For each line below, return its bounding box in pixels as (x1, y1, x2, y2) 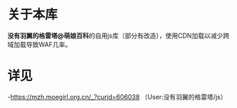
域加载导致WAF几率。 (7, 40, 71, 48)
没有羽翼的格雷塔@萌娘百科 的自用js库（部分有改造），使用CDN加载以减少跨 (7, 31, 230, 40)
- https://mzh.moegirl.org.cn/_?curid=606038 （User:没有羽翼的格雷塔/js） (7, 92, 227, 101)
